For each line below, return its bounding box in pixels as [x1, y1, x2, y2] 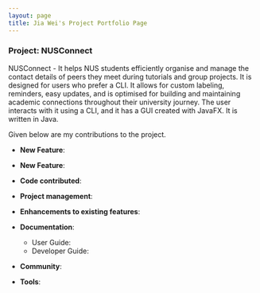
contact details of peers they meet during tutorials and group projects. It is [8, 72, 252, 81]
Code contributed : [19, 176, 82, 186]
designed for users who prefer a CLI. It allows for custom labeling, [8, 80, 225, 90]
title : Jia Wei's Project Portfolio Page [8, 19, 148, 27]
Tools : [19, 276, 41, 287]
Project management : [19, 191, 93, 201]
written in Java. [8, 114, 59, 123]
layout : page [8, 11, 52, 20]
